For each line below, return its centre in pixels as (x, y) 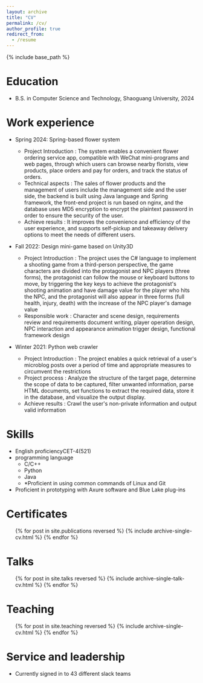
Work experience (50, 123)
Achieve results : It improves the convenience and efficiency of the (107, 222)
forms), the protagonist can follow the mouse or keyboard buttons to (109, 277)
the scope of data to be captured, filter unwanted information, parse (109, 384)
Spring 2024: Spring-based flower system (67, 139)
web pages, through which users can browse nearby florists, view (106, 164)
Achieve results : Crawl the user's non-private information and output (110, 403)
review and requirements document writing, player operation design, (109, 322)
